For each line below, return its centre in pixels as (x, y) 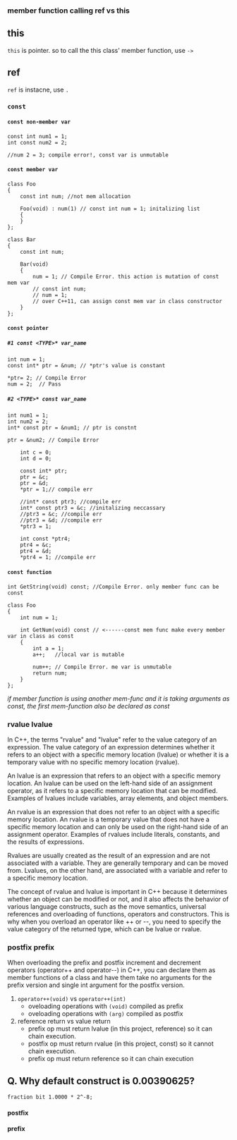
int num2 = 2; (28, 422)
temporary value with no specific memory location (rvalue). (93, 762)
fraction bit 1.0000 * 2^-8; (50, 1097)
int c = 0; (36, 453)
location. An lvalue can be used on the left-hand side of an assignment (110, 783)
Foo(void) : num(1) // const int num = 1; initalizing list (110, 209)
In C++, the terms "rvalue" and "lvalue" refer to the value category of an (112, 740)
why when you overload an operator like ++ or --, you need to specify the (114, 921)
